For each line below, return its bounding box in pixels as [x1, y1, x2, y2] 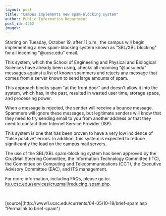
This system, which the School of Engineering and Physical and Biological [5, 59, 156, 65]
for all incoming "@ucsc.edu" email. [5, 50, 78, 56]
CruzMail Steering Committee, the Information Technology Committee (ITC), [5, 156, 161, 162]
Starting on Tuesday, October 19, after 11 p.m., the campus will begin [5, 39, 145, 45]
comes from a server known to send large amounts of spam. [5, 75, 129, 81]
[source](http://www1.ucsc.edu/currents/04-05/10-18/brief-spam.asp [5, 200, 147, 206]
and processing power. [5, 95, 52, 102]
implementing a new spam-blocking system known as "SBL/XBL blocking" [5, 45, 157, 51]
